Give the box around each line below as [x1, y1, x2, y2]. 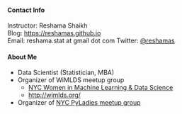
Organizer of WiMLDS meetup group [17, 76, 125, 84]
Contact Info [7, 6, 45, 14]
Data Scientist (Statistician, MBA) [17, 68, 115, 77]
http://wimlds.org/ [28, 91, 81, 99]
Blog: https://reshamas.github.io [7, 29, 101, 38]
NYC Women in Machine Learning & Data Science [28, 84, 174, 92]
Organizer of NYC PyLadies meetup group [17, 98, 141, 107]
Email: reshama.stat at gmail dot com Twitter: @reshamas [7, 36, 175, 45]
